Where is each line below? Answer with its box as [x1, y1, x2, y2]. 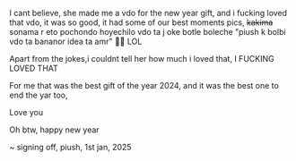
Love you [9, 107, 43, 117]
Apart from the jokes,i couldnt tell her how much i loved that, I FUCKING [9, 54, 275, 64]
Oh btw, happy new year [9, 124, 100, 135]
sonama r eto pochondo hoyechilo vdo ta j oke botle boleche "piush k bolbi [9, 27, 286, 37]
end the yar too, [9, 89, 69, 100]
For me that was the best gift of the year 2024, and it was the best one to [9, 80, 280, 90]
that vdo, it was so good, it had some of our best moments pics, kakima [9, 17, 274, 28]
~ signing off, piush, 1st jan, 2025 [9, 142, 132, 152]
